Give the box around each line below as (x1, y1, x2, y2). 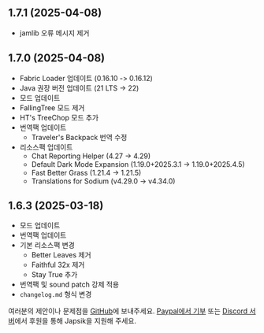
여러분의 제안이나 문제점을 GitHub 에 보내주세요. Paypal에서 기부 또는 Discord (8, 306, 248, 316)
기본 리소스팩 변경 (19, 240, 75, 250)
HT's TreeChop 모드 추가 (19, 113, 99, 122)
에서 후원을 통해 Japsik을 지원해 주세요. (14, 316, 136, 326)
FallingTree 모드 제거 (19, 102, 85, 113)
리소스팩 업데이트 (19, 142, 73, 152)
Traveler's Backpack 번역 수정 (31, 132, 128, 142)
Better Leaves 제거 (31, 250, 92, 260)
